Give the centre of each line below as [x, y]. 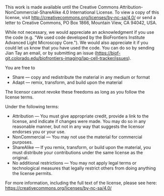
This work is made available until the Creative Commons [62, 7]
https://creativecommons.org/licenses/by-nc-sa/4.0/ [58, 188]
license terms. [19, 97]
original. [20, 158]
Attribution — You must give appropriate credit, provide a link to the [80, 116]
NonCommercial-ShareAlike [33, 12]
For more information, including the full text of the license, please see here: [81, 183]
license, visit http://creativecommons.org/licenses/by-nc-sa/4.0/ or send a [81, 17]
